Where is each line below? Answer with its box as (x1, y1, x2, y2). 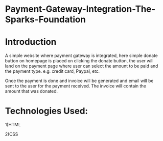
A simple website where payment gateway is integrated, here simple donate (5, 53, 158, 58)
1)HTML (5, 122, 21, 128)
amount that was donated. (5, 88, 58, 94)
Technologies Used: (5, 106, 88, 116)
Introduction (5, 36, 57, 48)
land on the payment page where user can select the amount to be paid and (5, 63, 158, 69)
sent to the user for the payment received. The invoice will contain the (5, 83, 146, 89)
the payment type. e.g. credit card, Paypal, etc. (5, 68, 100, 74)
